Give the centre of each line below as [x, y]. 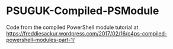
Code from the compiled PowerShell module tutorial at [72, 27]
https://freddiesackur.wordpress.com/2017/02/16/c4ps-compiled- [87, 33]
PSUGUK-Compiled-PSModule [83, 11]
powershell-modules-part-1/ [41, 40]
